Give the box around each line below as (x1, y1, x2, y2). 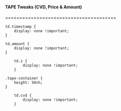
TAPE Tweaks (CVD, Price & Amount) (5, 4, 82, 10)
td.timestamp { (5, 25, 36, 29)
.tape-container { (5, 76, 43, 81)
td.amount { (5, 42, 30, 47)
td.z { (14, 59, 28, 64)
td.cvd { (14, 93, 32, 98)
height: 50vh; (14, 80, 43, 85)
